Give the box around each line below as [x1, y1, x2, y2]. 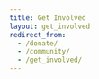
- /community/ [17, 47, 70, 56]
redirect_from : [9, 30, 67, 39]
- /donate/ [17, 38, 58, 48]
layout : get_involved [9, 22, 91, 31]
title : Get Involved [9, 13, 87, 23]
